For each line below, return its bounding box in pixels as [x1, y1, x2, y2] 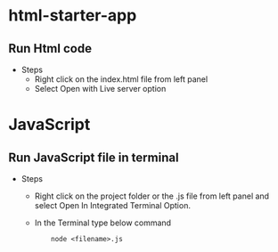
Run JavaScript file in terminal [8, 150, 179, 165]
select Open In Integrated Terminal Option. [34, 200, 191, 210]
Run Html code [8, 41, 93, 56]
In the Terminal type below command [34, 217, 171, 228]
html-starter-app [8, 5, 137, 26]
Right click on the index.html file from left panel [34, 74, 208, 85]
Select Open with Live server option [34, 84, 167, 93]
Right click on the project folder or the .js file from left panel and [34, 191, 269, 201]
